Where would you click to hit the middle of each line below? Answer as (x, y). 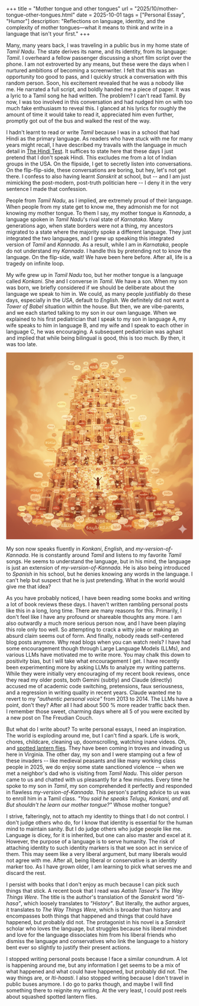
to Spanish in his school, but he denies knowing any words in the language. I (99, 574)
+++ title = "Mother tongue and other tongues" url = (70, 9)
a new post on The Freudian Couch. (50, 718)
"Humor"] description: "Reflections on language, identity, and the (86, 21)
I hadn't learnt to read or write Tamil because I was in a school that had (93, 132)
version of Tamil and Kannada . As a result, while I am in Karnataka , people (97, 245)
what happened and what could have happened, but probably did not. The (97, 971)
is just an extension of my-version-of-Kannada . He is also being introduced (98, 568)
